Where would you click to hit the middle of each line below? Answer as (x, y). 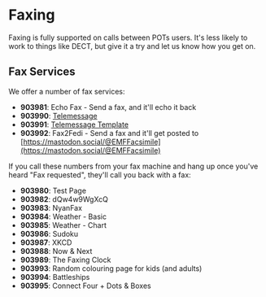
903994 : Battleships (55, 277)
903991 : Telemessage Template (74, 124)
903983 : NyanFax (51, 207)
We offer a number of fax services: (67, 91)
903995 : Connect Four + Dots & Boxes (86, 286)
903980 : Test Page (53, 190)
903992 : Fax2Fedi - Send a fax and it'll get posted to (109, 133)
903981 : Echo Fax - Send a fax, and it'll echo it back (108, 107)
